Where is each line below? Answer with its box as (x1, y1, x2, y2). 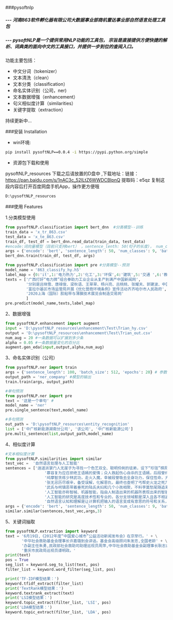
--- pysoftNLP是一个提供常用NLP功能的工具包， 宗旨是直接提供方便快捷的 (5, 37, 163, 43)
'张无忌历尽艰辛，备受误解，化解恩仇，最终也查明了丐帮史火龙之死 (44, 480, 165, 485)
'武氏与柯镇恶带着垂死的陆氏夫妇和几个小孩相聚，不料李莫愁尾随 (44, 485, 162, 490)
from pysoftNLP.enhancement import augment (5, 321, 100, 326)
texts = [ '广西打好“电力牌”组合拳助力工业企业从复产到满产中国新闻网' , (5, 277, 141, 282)
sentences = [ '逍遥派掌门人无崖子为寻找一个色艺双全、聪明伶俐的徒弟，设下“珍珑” (5, 466, 161, 471)
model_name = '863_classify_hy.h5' (5, 267, 82, 273)
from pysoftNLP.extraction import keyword (5, 529, 98, 534)
